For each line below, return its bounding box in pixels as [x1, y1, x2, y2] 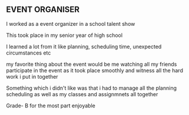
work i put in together [6, 73, 58, 80]
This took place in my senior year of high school [6, 32, 122, 39]
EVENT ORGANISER [6, 5, 80, 15]
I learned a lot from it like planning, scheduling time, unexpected [6, 43, 162, 50]
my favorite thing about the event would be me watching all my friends [6, 60, 177, 67]
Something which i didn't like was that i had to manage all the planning [6, 84, 177, 92]
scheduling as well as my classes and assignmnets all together [6, 90, 158, 97]
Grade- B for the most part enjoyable [6, 102, 95, 109]
